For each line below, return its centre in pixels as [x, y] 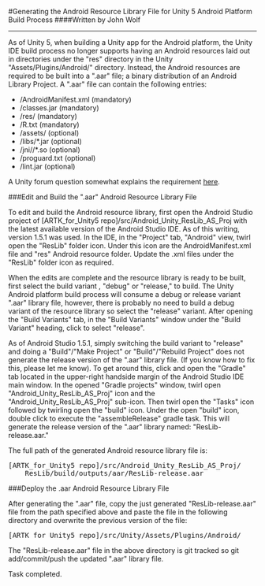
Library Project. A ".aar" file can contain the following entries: [108, 84]
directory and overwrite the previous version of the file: [98, 520]
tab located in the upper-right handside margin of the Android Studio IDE [126, 376]
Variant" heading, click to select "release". [77, 328]
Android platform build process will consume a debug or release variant [124, 294]
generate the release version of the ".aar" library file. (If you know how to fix [132, 360]
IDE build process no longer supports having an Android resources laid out [129, 51]
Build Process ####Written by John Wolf [74, 20]
